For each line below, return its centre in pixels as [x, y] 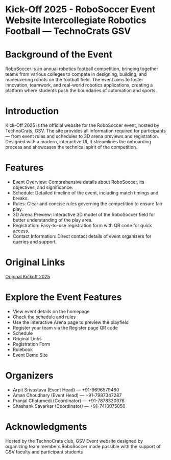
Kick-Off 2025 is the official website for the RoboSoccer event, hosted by [82, 125]
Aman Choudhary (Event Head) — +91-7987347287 [67, 395]
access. [21, 231]
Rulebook [23, 349]
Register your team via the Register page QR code [65, 327]
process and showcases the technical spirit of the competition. [71, 147]
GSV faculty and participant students [44, 452]
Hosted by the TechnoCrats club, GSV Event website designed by [74, 441]
